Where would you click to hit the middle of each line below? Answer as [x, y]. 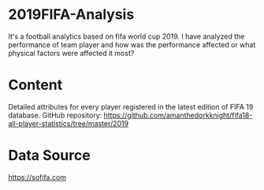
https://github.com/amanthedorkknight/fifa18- [178, 115]
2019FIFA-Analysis [71, 15]
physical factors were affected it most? [71, 53]
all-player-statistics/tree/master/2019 [68, 123]
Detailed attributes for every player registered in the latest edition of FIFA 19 [131, 106]
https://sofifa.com [37, 177]
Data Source [49, 156]
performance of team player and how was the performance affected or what [132, 44]
